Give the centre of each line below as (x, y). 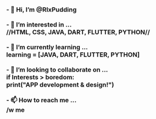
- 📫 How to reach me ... (41, 100)
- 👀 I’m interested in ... (39, 25)
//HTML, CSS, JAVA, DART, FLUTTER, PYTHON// (78, 32)
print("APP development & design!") (60, 85)
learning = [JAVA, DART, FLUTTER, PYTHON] (73, 55)
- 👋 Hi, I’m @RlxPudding (41, 10)
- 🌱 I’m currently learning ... (47, 47)
